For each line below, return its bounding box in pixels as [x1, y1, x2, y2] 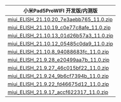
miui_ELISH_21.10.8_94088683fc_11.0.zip [7, 48, 109, 55]
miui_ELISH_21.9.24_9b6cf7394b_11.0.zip [7, 73, 109, 79]
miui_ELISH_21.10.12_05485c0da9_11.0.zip [7, 40, 113, 47]
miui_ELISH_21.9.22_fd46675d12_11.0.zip [7, 81, 109, 88]
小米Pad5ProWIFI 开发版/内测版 [23, 7, 98, 14]
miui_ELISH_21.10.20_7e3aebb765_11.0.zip [7, 16, 113, 23]
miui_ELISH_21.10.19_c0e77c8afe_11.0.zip [7, 24, 111, 31]
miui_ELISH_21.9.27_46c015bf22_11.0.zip [7, 65, 109, 71]
